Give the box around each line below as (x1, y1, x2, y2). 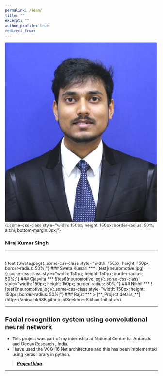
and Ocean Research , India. (12, 341, 69, 347)
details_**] (119, 291, 141, 297)
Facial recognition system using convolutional (5, 315, 147, 323)
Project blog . (16, 361, 44, 367)
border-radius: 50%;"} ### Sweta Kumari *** (5, 265, 96, 271)
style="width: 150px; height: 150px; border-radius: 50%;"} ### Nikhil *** (5, 281, 150, 287)
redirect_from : (5, 28, 36, 34)
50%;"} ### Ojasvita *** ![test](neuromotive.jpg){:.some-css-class (5, 276, 139, 282)
